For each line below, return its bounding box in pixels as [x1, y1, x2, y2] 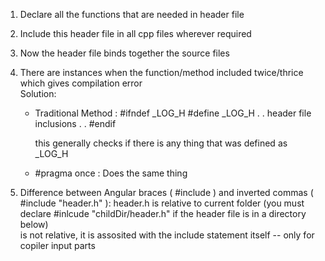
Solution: [19, 88, 57, 99]
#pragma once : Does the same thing [34, 167, 188, 179]
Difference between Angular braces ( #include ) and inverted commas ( [19, 187, 314, 198]
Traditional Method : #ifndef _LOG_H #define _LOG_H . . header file [34, 107, 312, 119]
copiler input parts [19, 240, 96, 251]
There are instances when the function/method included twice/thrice [19, 67, 304, 78]
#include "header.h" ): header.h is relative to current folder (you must [19, 197, 305, 209]
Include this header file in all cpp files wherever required [19, 28, 252, 39]
